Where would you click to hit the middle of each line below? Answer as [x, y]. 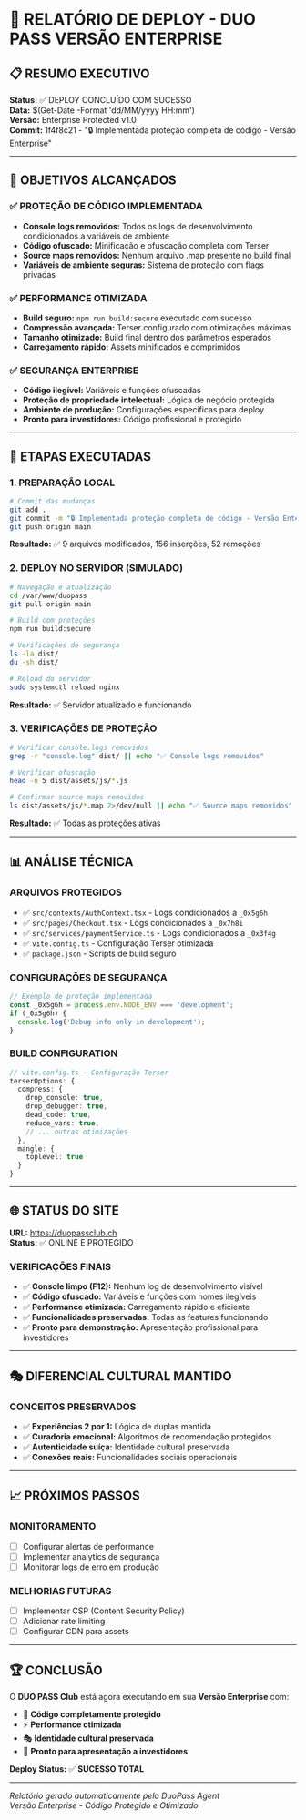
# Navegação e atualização [61, 587]
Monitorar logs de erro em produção [91, 1567]
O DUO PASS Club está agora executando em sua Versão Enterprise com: [149, 1697]
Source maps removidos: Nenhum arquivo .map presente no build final [157, 255]
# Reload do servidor [51, 678]
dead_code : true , [59, 1115]
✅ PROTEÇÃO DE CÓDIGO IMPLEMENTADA [106, 207]
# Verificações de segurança [65, 646]
